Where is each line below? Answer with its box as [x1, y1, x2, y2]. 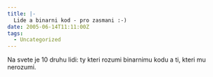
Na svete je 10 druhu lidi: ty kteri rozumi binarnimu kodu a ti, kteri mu [7, 55, 206, 64]
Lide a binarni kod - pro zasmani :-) [13, 17, 128, 24]
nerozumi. [7, 63, 37, 71]
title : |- [7, 10, 37, 17]
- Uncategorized [13, 36, 61, 43]
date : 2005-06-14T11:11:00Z [7, 23, 90, 30]
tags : [7, 29, 23, 37]
